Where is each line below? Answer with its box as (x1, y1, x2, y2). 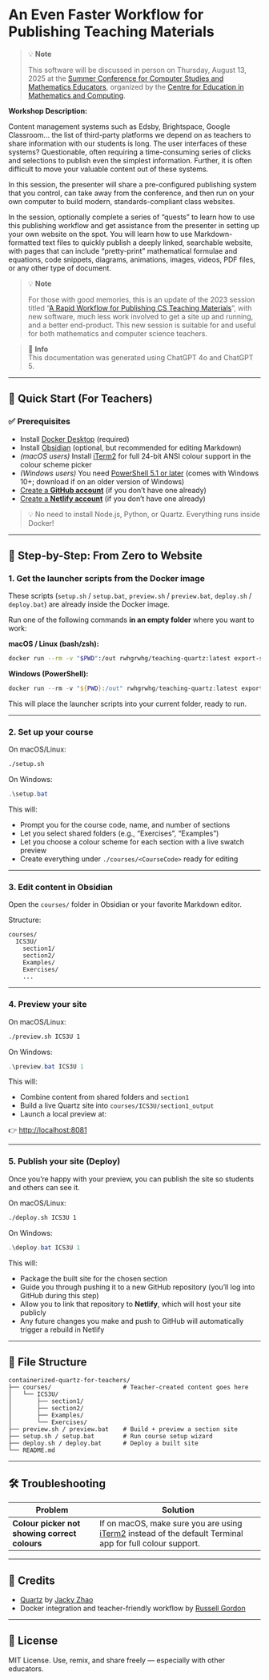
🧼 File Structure (8, 1355, 87, 1369)
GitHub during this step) (19, 1290, 99, 1300)
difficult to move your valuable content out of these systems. (8, 164, 209, 174)
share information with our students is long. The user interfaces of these (8, 138, 247, 148)
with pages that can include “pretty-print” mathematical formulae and (8, 246, 238, 255)
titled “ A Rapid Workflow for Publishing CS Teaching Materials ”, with (27, 303, 252, 313)
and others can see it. (8, 1182, 80, 1192)
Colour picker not (12, 1518, 81, 1530)
